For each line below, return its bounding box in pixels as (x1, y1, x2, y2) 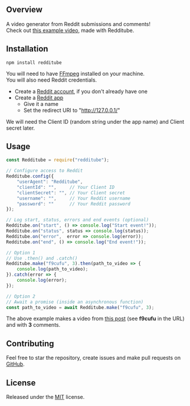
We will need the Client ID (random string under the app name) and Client (6, 118, 185, 125)
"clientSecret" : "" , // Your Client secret (17, 189, 126, 196)
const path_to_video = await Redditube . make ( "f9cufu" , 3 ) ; (6, 304, 155, 310)
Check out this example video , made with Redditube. (6, 27, 135, 34)
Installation (6, 44, 48, 54)
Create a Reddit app (14, 94, 64, 101)
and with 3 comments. (6, 321, 61, 328)
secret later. (6, 124, 35, 131)
